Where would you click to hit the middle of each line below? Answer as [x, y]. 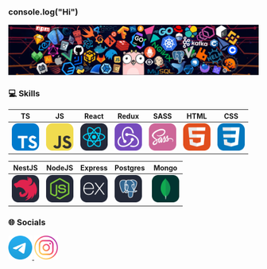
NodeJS [60, 168]
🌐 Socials [27, 223]
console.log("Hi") [43, 12]
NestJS [25, 168]
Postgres [130, 168]
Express [94, 168]
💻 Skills [24, 93]
